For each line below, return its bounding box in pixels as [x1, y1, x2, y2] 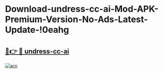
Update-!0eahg [5, 24, 70, 35]
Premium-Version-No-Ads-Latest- [5, 14, 148, 25]
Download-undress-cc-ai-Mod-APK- [5, 3, 159, 15]
